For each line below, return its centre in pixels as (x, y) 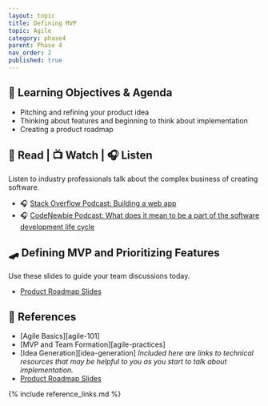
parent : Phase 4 (35, 46)
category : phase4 (37, 38)
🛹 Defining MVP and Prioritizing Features (114, 253)
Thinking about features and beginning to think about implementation (134, 120)
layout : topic (32, 16)
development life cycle (57, 227)
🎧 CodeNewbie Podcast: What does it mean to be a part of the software (140, 215)
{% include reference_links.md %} (65, 394)
